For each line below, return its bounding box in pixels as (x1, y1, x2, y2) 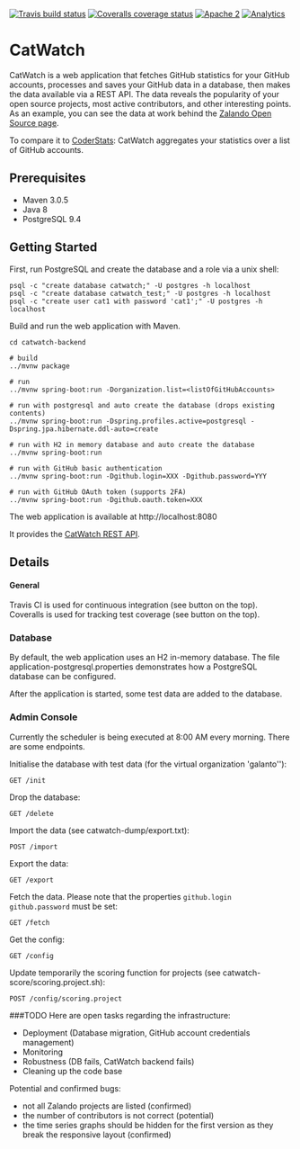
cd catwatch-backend (9, 337, 87, 346)
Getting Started (9, 239, 98, 256)
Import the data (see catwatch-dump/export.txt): (9, 824, 190, 836)
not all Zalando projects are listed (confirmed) (22, 1100, 192, 1111)
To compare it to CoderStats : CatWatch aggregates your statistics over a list (9, 135, 290, 146)
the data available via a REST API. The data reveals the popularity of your (9, 88, 280, 99)
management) (22, 1037, 75, 1047)
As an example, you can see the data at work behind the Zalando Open (9, 108, 272, 119)
